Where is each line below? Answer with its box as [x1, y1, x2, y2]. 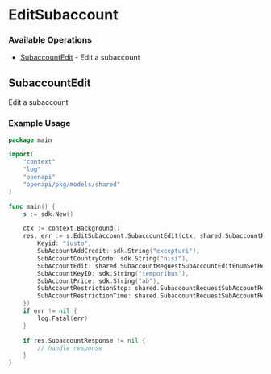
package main [8, 135, 52, 144]
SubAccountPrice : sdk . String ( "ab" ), [37, 276, 161, 285]
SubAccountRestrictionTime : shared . [37, 292, 161, 300]
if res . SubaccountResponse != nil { [23, 336, 147, 344]
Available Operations [8, 35, 93, 46]
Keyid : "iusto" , [37, 239, 92, 247]
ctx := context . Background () [23, 224, 121, 233]
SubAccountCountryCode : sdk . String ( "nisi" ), [37, 254, 190, 263]
